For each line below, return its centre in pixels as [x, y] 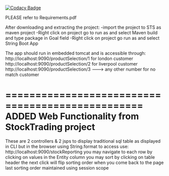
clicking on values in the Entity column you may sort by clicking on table [80, 157]
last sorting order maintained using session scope [57, 168]
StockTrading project [50, 127]
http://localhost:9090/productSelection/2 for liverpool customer [71, 64]
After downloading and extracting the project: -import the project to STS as [83, 27]
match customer [22, 75]
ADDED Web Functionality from [72, 116]
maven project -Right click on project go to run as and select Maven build [81, 33]
